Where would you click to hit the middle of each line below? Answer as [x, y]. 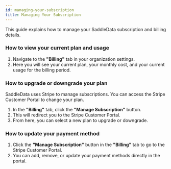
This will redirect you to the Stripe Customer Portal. [67, 115]
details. [13, 35]
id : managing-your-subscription [40, 10]
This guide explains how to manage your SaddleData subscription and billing [86, 29]
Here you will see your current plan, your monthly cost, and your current [89, 64]
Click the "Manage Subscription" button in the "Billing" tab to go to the [89, 145]
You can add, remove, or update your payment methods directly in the [86, 156]
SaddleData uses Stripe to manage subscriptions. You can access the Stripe [85, 94]
